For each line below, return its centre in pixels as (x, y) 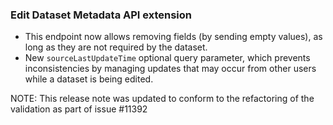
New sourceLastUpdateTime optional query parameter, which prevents (167, 58)
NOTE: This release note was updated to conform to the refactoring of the (162, 99)
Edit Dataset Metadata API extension (101, 15)
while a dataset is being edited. (89, 79)
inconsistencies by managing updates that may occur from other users (170, 69)
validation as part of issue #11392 (79, 109)
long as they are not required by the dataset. (116, 47)
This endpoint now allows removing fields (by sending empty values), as (173, 37)
